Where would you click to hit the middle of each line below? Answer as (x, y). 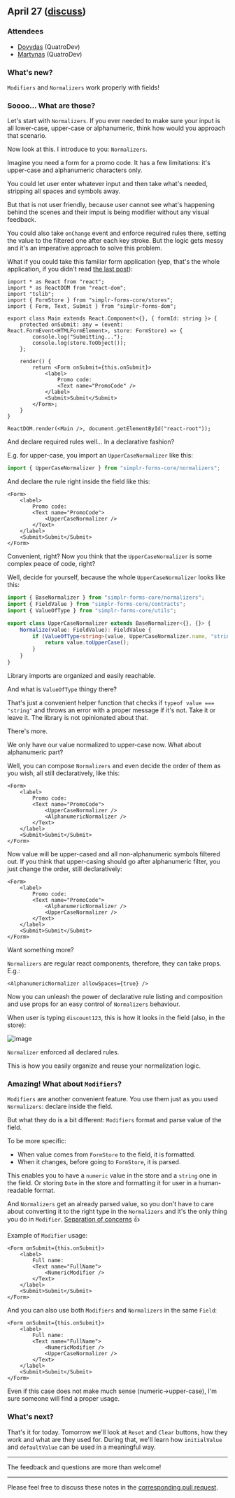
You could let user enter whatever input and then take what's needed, (108, 184)
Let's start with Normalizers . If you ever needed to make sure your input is (114, 121)
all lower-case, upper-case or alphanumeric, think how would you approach (116, 128)
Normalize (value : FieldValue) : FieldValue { (86, 630)
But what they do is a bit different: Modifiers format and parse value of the (114, 1120)
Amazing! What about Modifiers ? (65, 1084)
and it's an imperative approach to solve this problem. (85, 248)
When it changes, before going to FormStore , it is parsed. (99, 1162)
